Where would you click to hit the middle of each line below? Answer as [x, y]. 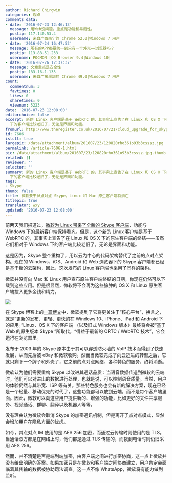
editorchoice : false [27, 115]
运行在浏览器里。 [23, 338]
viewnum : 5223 [25, 106]
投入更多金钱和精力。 [37, 292]
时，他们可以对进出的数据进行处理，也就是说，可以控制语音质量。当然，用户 [86, 379]
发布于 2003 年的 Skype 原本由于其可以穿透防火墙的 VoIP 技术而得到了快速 [84, 349]
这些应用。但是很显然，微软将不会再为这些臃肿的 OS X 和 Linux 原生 [86, 285]
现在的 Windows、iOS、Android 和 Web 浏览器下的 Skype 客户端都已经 [89, 262]
